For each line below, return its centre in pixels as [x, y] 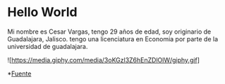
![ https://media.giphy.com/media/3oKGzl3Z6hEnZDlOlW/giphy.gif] [103, 59]
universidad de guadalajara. [48, 46]
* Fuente [19, 73]
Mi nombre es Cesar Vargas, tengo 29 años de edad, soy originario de [109, 31]
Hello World [42, 12]
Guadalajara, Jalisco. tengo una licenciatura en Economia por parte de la [113, 38]
